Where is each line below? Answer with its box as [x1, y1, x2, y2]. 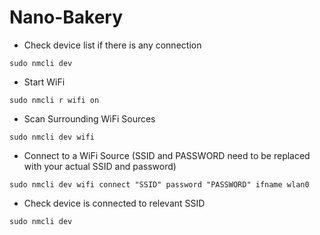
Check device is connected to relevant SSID [23, 197, 206, 209]
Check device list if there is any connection [23, 39, 202, 51]
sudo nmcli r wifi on [9, 95, 100, 105]
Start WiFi [23, 76, 66, 88]
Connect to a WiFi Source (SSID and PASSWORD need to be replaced [23, 149, 311, 161]
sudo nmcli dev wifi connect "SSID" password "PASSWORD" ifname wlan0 [9, 179, 310, 190]
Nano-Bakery [9, 6, 124, 29]
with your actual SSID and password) [23, 160, 177, 172]
